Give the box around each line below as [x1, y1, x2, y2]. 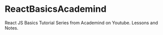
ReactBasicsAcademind [5, 3, 107, 15]
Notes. [5, 25, 19, 31]
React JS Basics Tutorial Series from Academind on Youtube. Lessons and [5, 20, 158, 26]
